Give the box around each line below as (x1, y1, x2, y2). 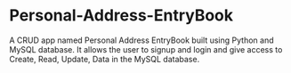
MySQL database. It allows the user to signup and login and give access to (9, 44, 283, 54)
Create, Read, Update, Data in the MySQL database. (9, 53, 200, 64)
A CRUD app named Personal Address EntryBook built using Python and (9, 35, 274, 45)
